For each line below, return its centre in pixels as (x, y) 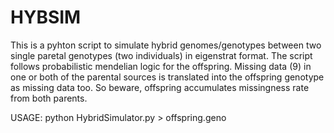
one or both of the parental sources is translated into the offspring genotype (167, 77)
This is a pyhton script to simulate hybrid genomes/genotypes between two (166, 45)
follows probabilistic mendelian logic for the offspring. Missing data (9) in (161, 66)
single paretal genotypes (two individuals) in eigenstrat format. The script (161, 55)
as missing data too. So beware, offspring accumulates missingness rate (160, 87)
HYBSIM (46, 17)
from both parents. (49, 98)
